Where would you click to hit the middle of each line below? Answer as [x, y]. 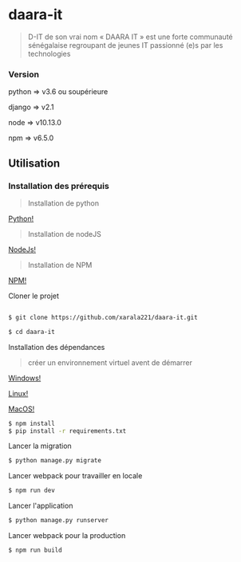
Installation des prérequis [59, 186]
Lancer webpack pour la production [67, 536]
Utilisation [34, 163]
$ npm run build [35, 550]
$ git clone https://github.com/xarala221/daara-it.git [103, 317]
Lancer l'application [41, 506]
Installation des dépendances [57, 347]
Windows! [25, 378]
